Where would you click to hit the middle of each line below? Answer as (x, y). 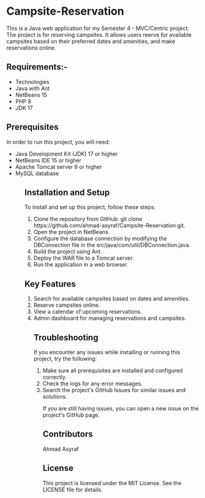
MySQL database (37, 173)
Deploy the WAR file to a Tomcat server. (84, 258)
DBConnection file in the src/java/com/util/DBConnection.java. (112, 245)
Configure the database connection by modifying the (100, 239)
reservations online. (31, 48)
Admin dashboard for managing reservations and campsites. (110, 318)
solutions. (55, 397)
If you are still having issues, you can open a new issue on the (121, 408)
